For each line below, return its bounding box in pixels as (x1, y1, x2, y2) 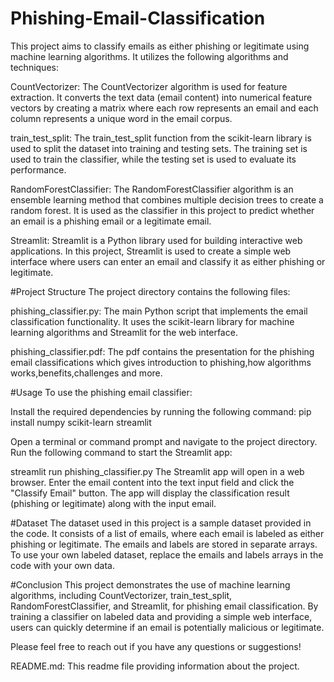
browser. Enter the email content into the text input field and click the (10, 476, 295, 488)
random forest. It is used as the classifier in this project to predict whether (10, 204, 315, 216)
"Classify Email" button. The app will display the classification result (10, 487, 290, 499)
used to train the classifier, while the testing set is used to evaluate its (10, 153, 297, 165)
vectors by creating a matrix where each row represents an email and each (10, 102, 319, 114)
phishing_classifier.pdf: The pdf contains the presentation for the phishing (10, 345, 315, 357)
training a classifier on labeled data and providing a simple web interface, (10, 610, 313, 622)
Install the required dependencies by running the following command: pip (10, 405, 312, 417)
